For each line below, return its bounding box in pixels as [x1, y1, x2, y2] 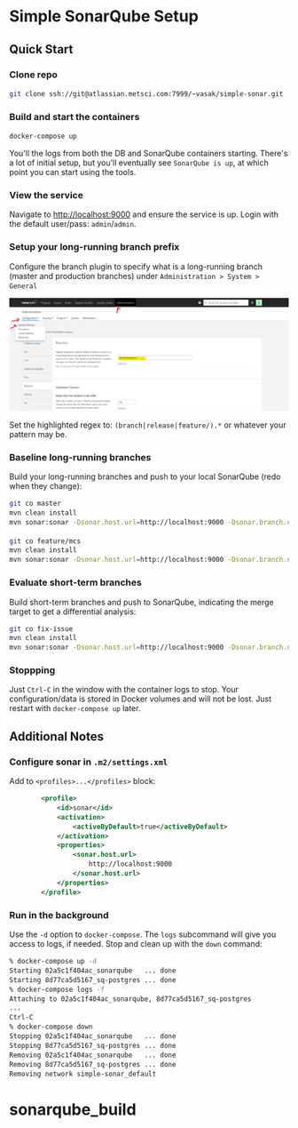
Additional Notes [9, 729, 105, 744]
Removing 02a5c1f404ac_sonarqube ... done [9, 1051, 176, 1060]
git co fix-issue [9, 624, 74, 633]
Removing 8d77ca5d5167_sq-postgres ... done [9, 1060, 176, 1068]
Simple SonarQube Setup [9, 6, 200, 27]
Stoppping [9, 664, 56, 676]
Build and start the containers [9, 110, 140, 123]
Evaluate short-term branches [9, 576, 142, 588]
